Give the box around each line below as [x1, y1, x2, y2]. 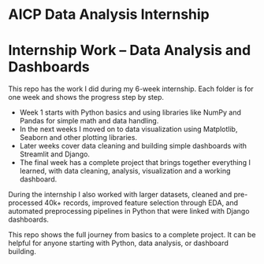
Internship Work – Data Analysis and [8, 42, 251, 60]
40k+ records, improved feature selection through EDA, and [44, 198, 239, 207]
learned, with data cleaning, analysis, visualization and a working [19, 167, 231, 176]
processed [8, 198, 43, 207]
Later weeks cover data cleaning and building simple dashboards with [19, 141, 247, 151]
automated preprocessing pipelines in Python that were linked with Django [8, 207, 250, 216]
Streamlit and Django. [19, 149, 91, 159]
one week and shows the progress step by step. [8, 93, 164, 102]
